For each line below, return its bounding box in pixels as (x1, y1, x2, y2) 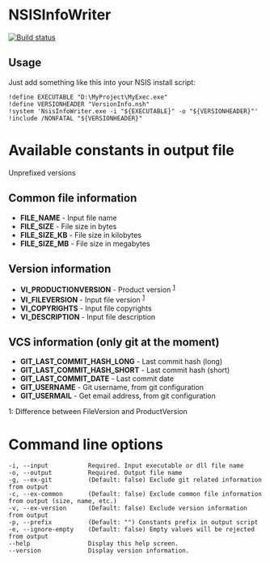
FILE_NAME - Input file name (19, 213, 117, 222)
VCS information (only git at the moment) (8, 336, 220, 349)
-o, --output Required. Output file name (8, 469, 183, 477)
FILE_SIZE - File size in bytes (19, 221, 117, 231)
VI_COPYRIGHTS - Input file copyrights (19, 303, 152, 313)
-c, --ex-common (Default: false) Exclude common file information (8, 490, 263, 498)
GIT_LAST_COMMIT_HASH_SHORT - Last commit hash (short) (19, 366, 230, 375)
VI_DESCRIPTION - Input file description (19, 311, 156, 321)
